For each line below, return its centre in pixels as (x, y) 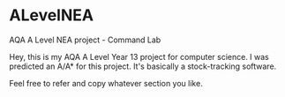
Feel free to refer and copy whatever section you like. (106, 83)
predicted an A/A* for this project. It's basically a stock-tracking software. (143, 66)
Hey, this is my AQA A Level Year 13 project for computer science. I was (139, 56)
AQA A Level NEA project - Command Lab (85, 40)
